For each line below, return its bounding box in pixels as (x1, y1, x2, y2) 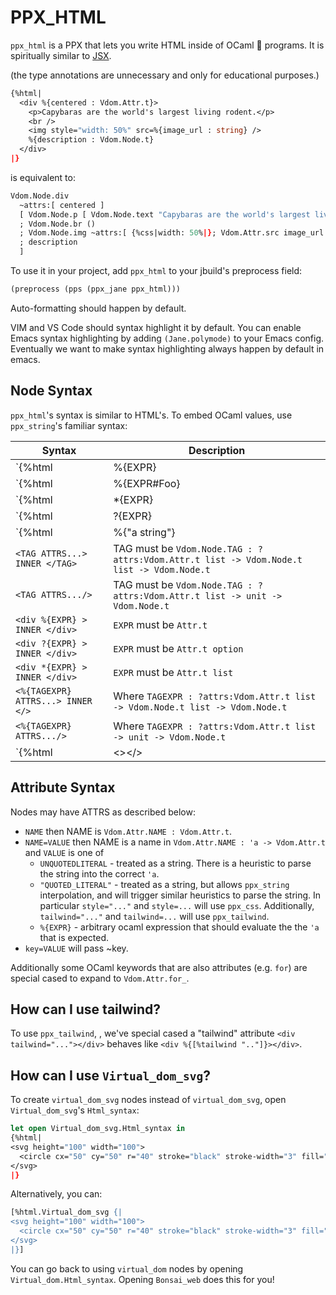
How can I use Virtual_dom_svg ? (10, 1067, 212, 1084)
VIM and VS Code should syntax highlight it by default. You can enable (10, 321, 302, 333)
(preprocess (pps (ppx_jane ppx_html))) (10, 284, 182, 295)
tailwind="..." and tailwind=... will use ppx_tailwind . (39, 910, 270, 922)
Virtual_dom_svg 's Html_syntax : (10, 1104, 140, 1116)
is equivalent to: (10, 171, 76, 183)
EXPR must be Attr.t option (113, 641, 244, 655)
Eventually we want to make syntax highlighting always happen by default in (10, 342, 325, 355)
